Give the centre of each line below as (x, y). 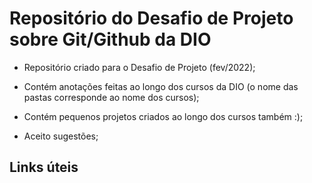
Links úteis (44, 167)
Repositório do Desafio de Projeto (151, 18)
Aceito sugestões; (61, 136)
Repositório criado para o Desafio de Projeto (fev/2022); (139, 67)
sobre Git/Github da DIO (110, 39)
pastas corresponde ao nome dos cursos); (111, 97)
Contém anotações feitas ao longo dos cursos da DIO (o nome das (161, 86)
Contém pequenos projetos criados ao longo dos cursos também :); (163, 116)
